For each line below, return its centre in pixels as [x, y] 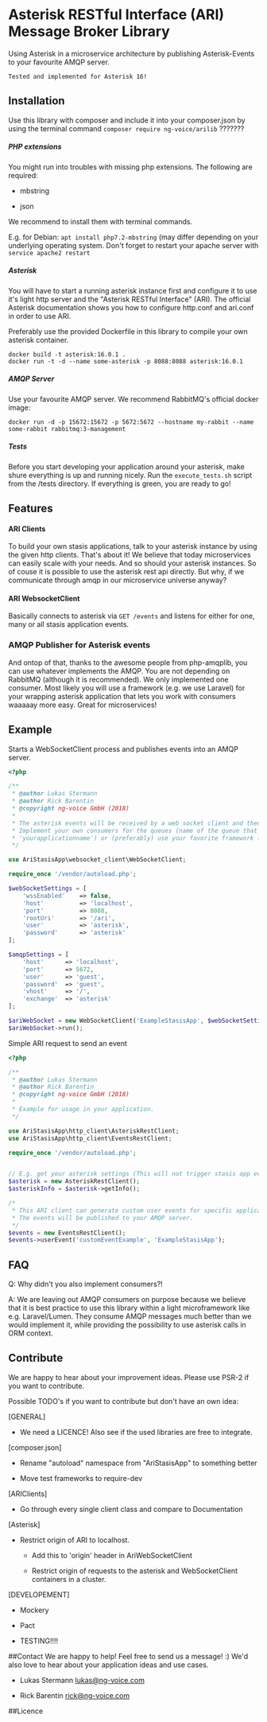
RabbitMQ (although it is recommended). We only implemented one [118, 679]
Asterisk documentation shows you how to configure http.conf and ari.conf [131, 307]
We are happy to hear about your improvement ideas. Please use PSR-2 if [129, 1377]
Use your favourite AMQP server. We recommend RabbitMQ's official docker [133, 398]
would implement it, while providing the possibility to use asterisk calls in [127, 1325]
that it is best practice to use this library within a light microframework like [129, 1308]
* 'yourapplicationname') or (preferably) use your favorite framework [133, 838]
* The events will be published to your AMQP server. [103, 1218]
